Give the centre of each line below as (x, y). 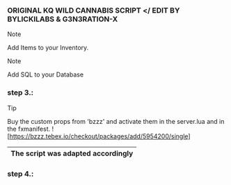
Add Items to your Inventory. (48, 48)
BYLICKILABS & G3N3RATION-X (63, 19)
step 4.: (21, 174)
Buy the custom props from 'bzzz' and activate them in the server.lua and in (116, 121)
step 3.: (21, 92)
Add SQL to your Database (46, 74)
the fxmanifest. (29, 129)
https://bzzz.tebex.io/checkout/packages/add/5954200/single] (100, 136)
